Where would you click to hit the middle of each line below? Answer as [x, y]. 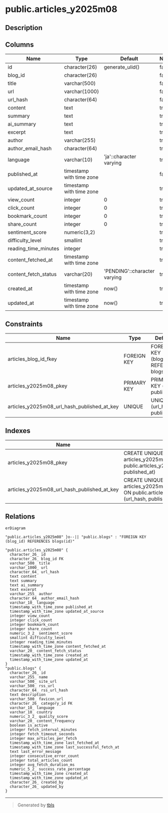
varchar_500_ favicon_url [37, 699]
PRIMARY [135, 383]
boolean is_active [29, 725]
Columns [19, 44]
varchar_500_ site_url [33, 681]
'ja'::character [120, 157]
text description [28, 694]
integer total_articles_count [41, 760]
